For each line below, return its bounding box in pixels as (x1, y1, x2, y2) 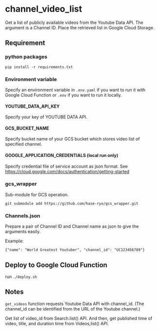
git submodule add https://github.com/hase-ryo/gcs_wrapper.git (5, 201, 139, 206)
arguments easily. (5, 229, 40, 234)
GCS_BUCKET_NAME (5, 125, 49, 131)
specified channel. (5, 141, 42, 147)
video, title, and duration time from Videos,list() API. (5, 320, 109, 326)
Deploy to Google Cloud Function (5, 261, 107, 269)
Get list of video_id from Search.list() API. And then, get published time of (5, 315, 153, 321)
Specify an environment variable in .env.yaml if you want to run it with (5, 87, 145, 93)
